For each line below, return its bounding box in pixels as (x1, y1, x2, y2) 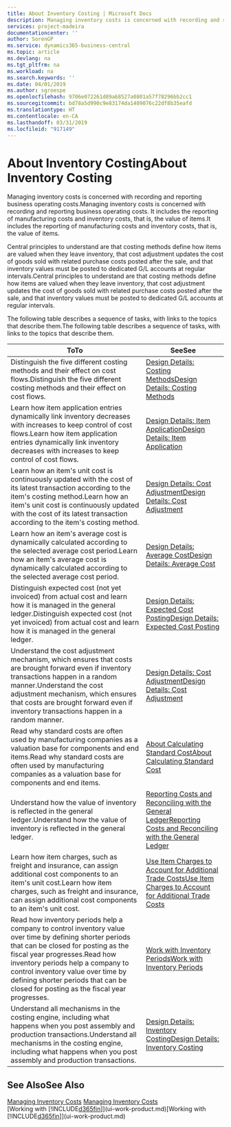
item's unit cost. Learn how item (10, 878, 112, 888)
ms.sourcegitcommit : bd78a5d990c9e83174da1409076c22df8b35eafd (7, 100, 192, 107)
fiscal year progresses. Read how (10, 950, 117, 959)
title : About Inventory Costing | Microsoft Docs (7, 10, 153, 17)
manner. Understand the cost (10, 681, 104, 690)
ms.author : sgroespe (7, 87, 67, 94)
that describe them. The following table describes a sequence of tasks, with (7, 322, 221, 330)
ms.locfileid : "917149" (7, 126, 76, 132)
